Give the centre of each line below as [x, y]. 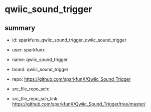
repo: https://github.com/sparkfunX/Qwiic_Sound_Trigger [71, 79]
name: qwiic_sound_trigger [40, 60]
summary [20, 28]
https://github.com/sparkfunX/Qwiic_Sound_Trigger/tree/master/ [79, 104]
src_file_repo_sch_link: [35, 99]
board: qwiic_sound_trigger [40, 69]
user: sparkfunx [28, 50]
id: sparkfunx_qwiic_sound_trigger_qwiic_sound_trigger [69, 40]
